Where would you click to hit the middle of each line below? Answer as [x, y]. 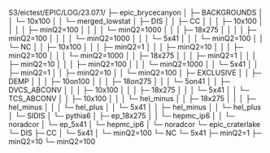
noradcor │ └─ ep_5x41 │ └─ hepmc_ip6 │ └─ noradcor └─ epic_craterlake [135, 124]
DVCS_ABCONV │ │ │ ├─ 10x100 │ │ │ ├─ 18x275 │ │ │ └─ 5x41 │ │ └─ [129, 90]
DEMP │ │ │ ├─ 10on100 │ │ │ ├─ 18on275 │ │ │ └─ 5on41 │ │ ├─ [119, 81]
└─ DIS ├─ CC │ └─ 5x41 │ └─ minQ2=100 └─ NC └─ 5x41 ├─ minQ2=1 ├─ [135, 133]
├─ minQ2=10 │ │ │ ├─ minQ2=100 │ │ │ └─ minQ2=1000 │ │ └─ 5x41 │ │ [133, 64]
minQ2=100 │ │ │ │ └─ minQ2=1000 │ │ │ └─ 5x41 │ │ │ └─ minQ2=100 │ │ [136, 38]
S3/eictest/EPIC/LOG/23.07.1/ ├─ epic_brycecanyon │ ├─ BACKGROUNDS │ [136, 13]
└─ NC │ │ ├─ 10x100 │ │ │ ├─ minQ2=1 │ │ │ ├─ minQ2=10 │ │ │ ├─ [126, 47]
